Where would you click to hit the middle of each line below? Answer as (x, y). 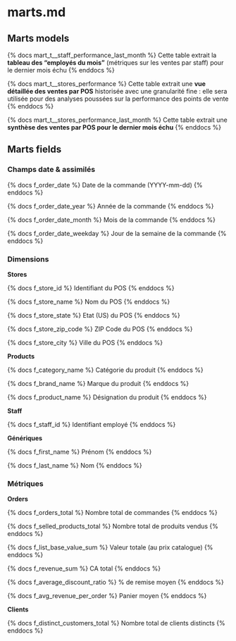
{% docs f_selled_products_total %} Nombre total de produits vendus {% (113, 526)
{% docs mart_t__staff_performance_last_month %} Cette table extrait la (112, 55)
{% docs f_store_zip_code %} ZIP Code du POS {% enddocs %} (100, 329)
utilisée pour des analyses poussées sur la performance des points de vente (118, 99)
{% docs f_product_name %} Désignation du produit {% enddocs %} (107, 397)
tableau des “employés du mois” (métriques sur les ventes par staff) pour (116, 63)
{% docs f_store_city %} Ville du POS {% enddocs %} (85, 342)
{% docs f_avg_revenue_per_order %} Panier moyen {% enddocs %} (107, 596)
